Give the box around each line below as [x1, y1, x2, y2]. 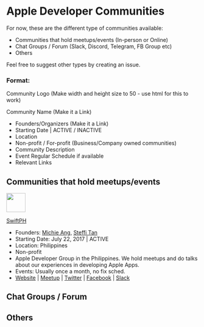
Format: [6, 76, 30, 85]
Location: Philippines [15, 242, 68, 249]
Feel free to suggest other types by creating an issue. [6, 61, 141, 68]
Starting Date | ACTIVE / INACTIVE [15, 127, 102, 134]
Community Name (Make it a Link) [6, 108, 92, 116]
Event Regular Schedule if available [15, 152, 104, 160]
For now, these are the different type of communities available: [6, 24, 163, 32]
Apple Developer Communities [6, 4, 165, 18]
